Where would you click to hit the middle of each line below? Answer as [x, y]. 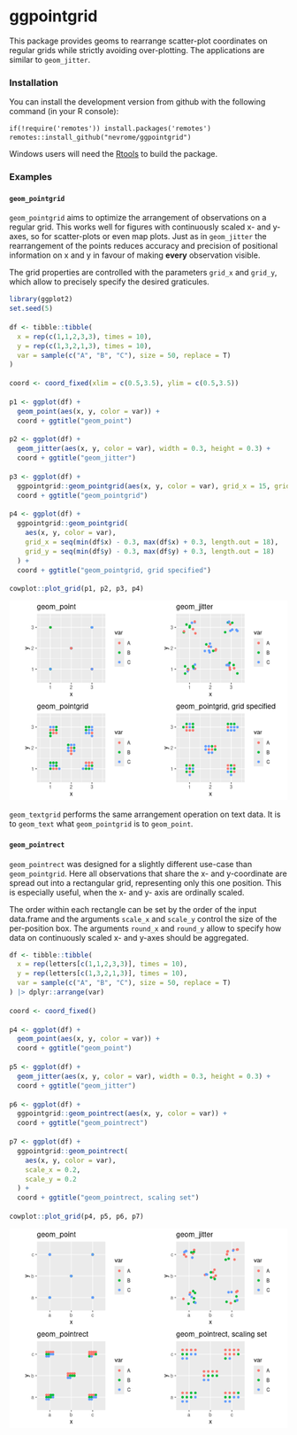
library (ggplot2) [41, 299]
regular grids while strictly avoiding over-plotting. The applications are [137, 50]
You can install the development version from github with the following [137, 102]
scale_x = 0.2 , [53, 1170]
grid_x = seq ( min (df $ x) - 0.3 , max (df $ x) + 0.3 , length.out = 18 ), [152, 542]
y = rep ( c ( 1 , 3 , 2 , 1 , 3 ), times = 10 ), [84, 346]
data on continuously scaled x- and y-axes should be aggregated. [129, 937]
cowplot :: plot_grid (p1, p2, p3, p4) [76, 589]
